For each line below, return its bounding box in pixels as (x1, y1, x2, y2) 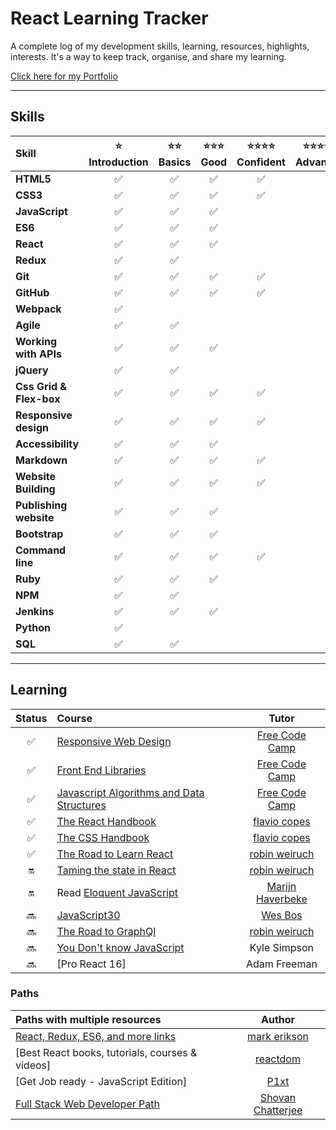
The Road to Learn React (56, 847, 174, 861)
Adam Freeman (245, 957, 318, 971)
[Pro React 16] (56, 957, 127, 971)
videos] (15, 1058, 52, 1072)
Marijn (266, 879, 297, 893)
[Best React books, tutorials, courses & (15, 1045, 198, 1059)
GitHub (15, 285, 50, 299)
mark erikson (247, 1029, 310, 1043)
